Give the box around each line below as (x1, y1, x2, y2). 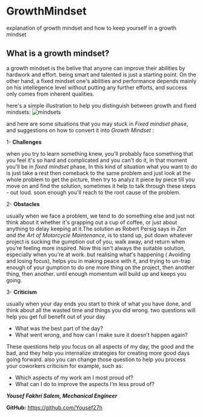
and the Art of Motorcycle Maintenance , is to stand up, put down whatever (6, 232, 193, 239)
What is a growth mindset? (6, 48, 110, 59)
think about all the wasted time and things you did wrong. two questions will (6, 306, 196, 313)
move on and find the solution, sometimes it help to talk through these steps (6, 182, 196, 189)
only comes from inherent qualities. (6, 90, 95, 98)
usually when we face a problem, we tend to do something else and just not (6, 212, 195, 219)
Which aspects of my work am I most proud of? (15, 374, 134, 381)
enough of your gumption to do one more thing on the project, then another (6, 264, 195, 271)
